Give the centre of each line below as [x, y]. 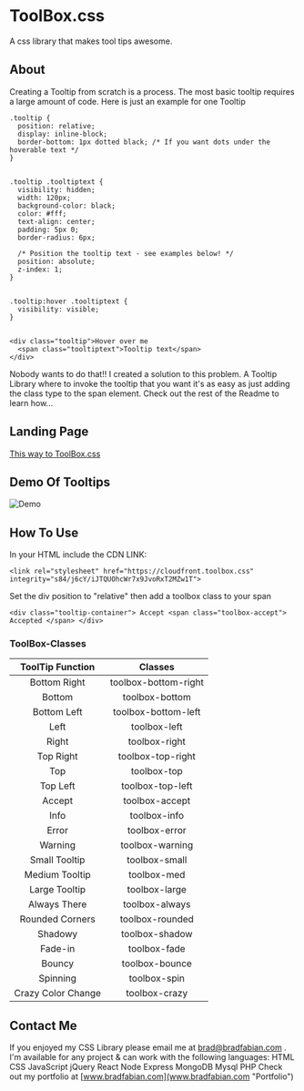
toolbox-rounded [157, 919]
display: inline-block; [62, 134]
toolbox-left [157, 727]
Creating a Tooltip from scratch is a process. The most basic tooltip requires [152, 91]
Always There [57, 904]
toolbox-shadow [157, 934]
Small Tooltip [58, 860]
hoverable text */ [44, 150]
